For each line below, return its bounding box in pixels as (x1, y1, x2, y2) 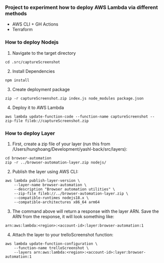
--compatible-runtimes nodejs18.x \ (14, 195, 89, 200)
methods (5, 10, 27, 17)
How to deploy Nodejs (5, 39, 59, 46)
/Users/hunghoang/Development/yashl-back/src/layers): (12, 146, 128, 152)
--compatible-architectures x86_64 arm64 (14, 199, 100, 204)
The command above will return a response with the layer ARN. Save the (12, 208, 159, 214)
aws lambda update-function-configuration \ (5, 241, 98, 246)
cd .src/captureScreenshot (5, 60, 60, 65)
